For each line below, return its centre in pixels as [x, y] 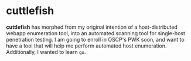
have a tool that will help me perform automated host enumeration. [86, 46]
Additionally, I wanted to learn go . [46, 52]
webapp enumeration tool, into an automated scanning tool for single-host [96, 33]
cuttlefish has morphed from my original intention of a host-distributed [92, 27]
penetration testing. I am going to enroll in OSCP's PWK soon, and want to [95, 39]
